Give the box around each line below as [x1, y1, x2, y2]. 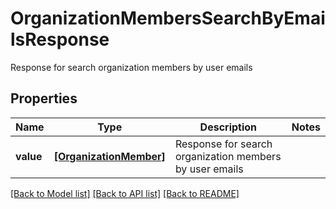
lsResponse [10, 28, 110, 51]
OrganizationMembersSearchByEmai [10, 7, 326, 30]
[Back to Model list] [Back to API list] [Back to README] [10, 187, 240, 199]
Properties [10, 90, 78, 107]
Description [199, 120, 258, 134]
